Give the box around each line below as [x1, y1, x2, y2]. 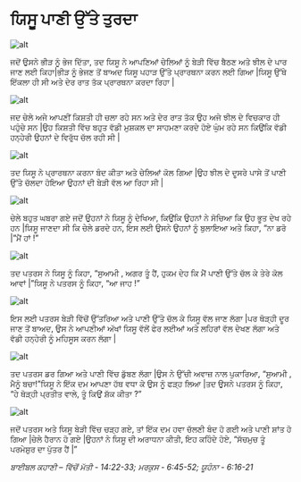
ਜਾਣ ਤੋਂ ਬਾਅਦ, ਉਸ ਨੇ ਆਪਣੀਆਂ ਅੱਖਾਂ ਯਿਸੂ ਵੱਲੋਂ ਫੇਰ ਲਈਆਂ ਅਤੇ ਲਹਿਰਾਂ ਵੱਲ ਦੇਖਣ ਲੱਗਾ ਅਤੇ [10, 323, 280, 334]
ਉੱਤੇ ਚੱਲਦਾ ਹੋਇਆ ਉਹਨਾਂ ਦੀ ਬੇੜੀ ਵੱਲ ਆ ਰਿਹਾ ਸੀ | [10, 177, 164, 188]
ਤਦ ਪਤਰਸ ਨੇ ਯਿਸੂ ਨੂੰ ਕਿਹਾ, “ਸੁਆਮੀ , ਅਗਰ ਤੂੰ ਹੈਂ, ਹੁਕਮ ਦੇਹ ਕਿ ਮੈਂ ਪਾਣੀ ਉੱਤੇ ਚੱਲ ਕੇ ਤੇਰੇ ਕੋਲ [10, 267, 284, 278]
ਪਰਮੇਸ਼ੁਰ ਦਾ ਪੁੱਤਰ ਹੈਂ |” [10, 444, 79, 454]
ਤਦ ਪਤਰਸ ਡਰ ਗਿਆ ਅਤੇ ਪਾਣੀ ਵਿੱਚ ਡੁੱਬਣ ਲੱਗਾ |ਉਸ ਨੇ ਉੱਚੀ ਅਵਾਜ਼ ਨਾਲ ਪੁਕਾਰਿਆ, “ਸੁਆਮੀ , [10, 368, 292, 379]
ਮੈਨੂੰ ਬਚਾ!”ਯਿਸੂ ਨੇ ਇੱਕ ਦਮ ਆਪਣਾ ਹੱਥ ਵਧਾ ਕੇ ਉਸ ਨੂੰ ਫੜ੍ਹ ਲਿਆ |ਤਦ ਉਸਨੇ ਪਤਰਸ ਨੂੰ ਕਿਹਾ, [10, 378, 284, 389]
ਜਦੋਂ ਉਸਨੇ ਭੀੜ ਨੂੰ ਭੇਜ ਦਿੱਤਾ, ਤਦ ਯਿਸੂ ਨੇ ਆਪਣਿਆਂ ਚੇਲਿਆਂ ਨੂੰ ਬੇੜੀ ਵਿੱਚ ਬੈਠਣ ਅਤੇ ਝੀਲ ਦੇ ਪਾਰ [10, 56, 288, 67]
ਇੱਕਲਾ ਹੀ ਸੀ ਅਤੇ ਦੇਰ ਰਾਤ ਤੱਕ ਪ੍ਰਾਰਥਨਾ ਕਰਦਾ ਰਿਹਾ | [10, 76, 175, 87]
